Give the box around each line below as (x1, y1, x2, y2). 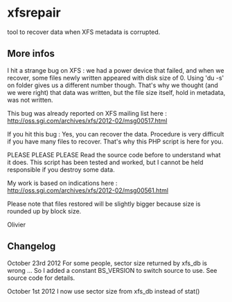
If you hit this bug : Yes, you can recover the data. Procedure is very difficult (7, 130, 224, 138)
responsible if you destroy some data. (7, 165, 116, 174)
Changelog (7, 240, 56, 252)
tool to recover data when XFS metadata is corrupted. (7, 28, 161, 36)
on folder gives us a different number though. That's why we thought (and (7, 81, 218, 89)
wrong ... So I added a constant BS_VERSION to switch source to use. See (7, 266, 217, 274)
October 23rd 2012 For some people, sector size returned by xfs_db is (7, 258, 208, 267)
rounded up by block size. (7, 206, 82, 215)
